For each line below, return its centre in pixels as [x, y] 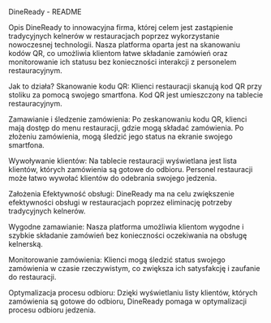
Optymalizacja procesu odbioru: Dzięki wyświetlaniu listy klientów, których [133, 293]
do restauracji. [32, 277]
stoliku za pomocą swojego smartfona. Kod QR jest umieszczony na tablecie [136, 95]
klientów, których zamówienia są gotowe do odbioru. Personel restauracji [131, 169]
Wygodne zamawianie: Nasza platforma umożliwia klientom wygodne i [126, 227]
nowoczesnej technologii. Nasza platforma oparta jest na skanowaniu [125, 45]
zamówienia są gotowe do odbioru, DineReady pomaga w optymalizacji [128, 301]
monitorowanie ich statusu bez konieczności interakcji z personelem [123, 62]
